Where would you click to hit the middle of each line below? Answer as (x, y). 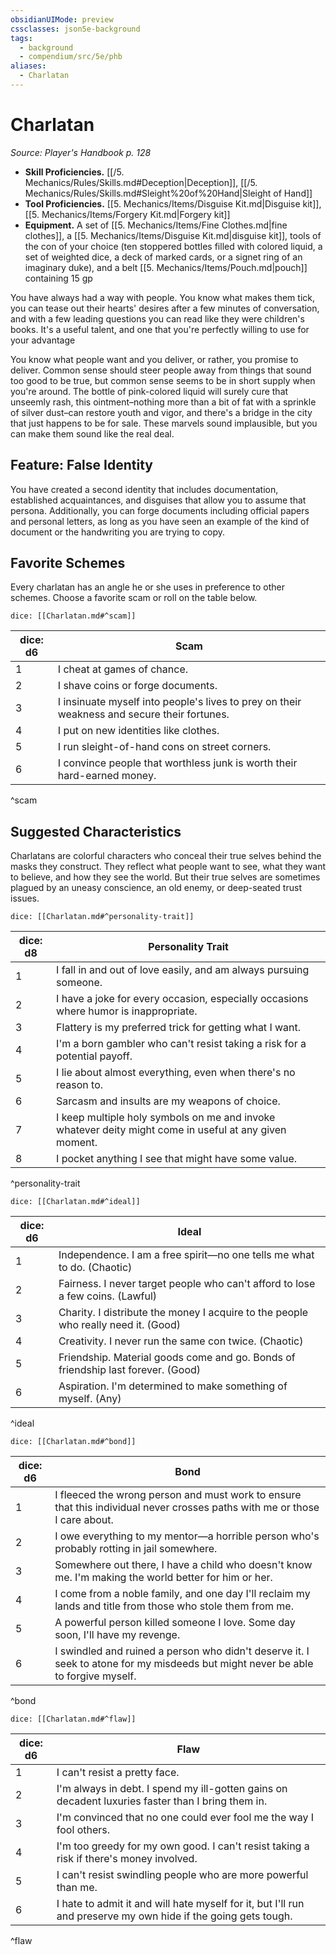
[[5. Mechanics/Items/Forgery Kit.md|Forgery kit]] (127, 214)
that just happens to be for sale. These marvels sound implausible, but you (164, 423)
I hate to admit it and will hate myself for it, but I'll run (180, 1904)
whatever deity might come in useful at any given (171, 1130)
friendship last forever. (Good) (130, 1370)
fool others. (83, 1830)
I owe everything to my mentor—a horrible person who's (187, 1536)
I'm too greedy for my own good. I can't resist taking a (183, 1846)
